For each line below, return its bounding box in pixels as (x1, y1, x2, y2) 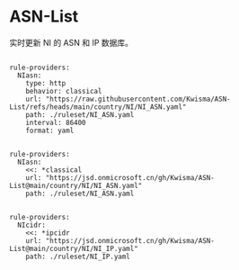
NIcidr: (17, 220, 47, 229)
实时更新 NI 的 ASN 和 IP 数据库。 (9, 37, 133, 48)
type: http (25, 78, 66, 87)
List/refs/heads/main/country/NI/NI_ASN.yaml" (9, 102, 187, 112)
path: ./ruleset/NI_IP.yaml (25, 252, 130, 261)
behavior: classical (25, 86, 102, 95)
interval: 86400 (25, 118, 87, 127)
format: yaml (25, 126, 75, 135)
